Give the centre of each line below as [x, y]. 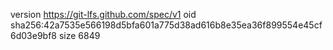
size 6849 [79, 35]
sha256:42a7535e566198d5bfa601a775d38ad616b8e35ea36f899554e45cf [166, 25]
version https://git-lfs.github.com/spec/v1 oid [103, 14]
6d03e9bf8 [33, 35]
